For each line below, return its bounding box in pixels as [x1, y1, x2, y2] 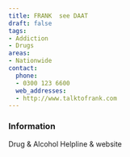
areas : [8, 49, 31, 57]
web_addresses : [15, 86, 67, 95]
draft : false [8, 19, 52, 27]
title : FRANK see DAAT [8, 11, 89, 20]
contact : [8, 64, 38, 72]
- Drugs [8, 42, 35, 50]
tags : [8, 27, 27, 35]
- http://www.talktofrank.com [15, 94, 117, 102]
